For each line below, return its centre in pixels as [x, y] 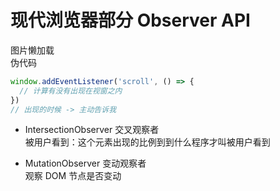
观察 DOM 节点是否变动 [73, 176]
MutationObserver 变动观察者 [85, 163]
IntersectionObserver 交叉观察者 [92, 130]
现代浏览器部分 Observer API [130, 20]
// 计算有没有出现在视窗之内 [71, 91]
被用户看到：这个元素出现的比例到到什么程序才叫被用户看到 [147, 142]
